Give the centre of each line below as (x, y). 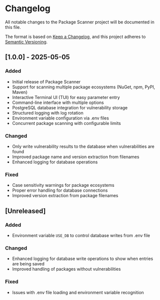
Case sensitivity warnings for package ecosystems (63, 185)
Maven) (20, 92)
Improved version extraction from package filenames (65, 196)
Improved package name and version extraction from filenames (76, 157)
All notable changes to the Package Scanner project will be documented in (80, 22)
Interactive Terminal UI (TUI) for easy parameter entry (66, 97)
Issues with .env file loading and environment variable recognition (78, 292)
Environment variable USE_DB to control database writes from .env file (81, 235)
